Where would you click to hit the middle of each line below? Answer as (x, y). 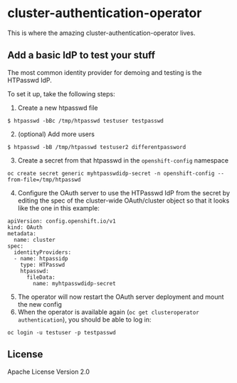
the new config (40, 304)
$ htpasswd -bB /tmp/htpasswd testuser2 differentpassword (97, 147)
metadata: (22, 233)
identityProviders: (43, 252)
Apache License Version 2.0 (49, 372)
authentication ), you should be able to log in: (84, 320)
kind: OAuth (25, 227)
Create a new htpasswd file (58, 108)
